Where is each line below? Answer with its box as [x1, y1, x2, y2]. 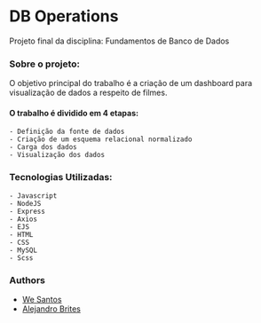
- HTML [9, 230, 34, 239]
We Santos [21, 295, 62, 305]
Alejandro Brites [21, 303, 82, 314]
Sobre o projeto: [9, 58, 80, 70]
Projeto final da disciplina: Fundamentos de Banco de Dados [9, 35, 230, 46]
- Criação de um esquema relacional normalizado [9, 135, 193, 144]
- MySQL [9, 246, 38, 255]
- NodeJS [9, 199, 42, 208]
